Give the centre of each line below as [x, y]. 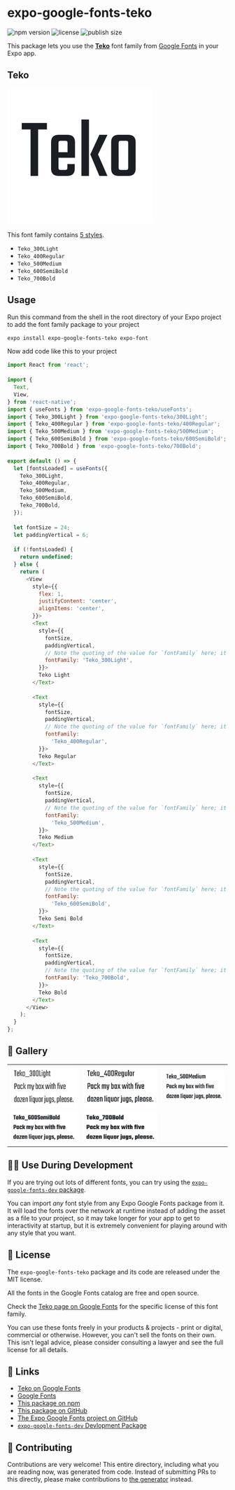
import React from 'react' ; [48, 365]
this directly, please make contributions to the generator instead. [100, 1480]
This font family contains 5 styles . [56, 234]
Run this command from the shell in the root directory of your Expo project [114, 317]
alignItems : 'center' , [71, 609]
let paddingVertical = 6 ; [51, 535]
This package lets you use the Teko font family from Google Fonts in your [113, 45]
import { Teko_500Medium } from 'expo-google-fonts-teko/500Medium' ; [111, 432]
